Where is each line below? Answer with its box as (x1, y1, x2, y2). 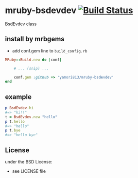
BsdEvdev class (5, 21, 37, 27)
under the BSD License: (5, 159, 52, 164)
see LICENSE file (12, 168, 46, 174)
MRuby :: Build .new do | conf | (5, 57, 62, 62)
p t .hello (5, 119, 25, 124)
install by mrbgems (5, 35, 65, 43)
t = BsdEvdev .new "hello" (5, 114, 57, 119)
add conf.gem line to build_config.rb (12, 48, 87, 53)
